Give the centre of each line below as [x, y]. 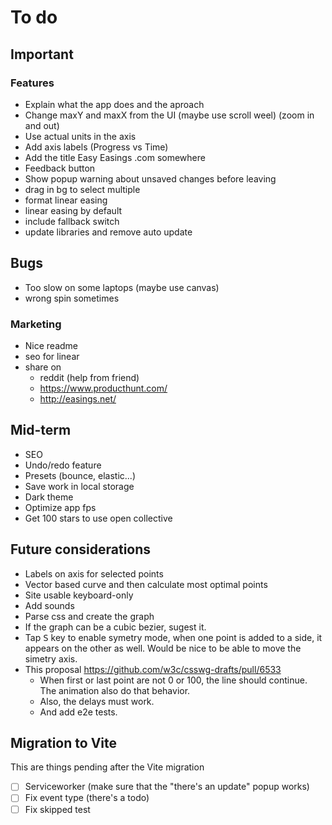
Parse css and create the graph [89, 616]
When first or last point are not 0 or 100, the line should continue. [173, 680]
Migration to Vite [63, 743]
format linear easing [66, 200]
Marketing [36, 324]
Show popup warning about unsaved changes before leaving [150, 178]
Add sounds [49, 605]
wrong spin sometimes [72, 298]
